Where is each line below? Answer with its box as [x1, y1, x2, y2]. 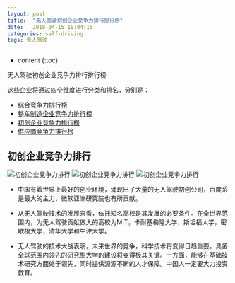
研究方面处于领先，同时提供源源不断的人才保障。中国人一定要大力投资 [23, 259, 228, 267]
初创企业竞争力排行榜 [17, 118, 80, 127]
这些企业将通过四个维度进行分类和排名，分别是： [7, 86, 150, 94]
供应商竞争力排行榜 [17, 127, 74, 136]
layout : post [7, 10, 46, 18]
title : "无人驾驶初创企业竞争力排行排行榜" [7, 17, 123, 24]
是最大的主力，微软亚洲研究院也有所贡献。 [17, 194, 142, 202]
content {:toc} [17, 56, 59, 64]
